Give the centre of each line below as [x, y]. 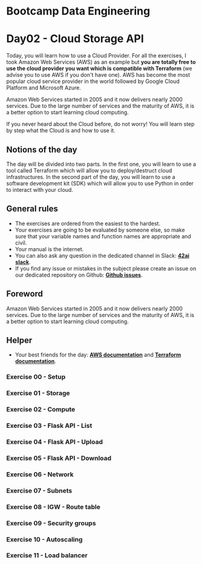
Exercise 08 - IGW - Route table [54, 507]
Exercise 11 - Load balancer [47, 556]
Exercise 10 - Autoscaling [44, 539]
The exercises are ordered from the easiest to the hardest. [88, 223]
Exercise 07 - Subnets [39, 490]
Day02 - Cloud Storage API [75, 39]
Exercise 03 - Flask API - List [49, 426]
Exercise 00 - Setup [36, 377]
